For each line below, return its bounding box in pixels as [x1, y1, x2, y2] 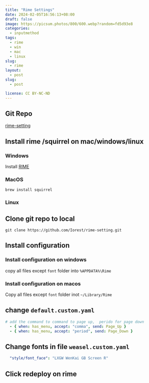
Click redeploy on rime [5, 369, 77, 378]
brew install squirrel [5, 187, 52, 193]
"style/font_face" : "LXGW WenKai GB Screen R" [9, 356, 108, 361]
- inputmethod [9, 31, 39, 36]
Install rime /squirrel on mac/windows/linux [5, 137, 144, 146]
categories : [5, 26, 30, 31]
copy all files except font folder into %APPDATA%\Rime [5, 267, 111, 273]
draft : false [5, 17, 32, 22]
